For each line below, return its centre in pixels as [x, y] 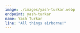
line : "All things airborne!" [36, 23]
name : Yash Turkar [24, 18]
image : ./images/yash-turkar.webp [40, 9]
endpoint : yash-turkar [28, 14]
